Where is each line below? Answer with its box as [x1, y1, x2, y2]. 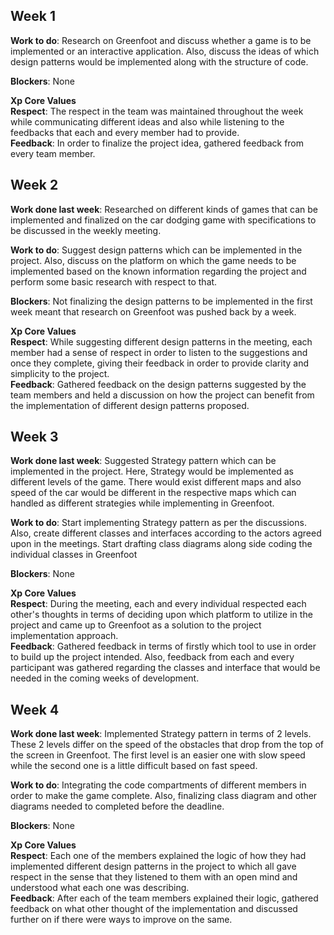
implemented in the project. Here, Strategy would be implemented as [10, 465, 294, 478]
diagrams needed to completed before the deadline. [10, 800, 225, 813]
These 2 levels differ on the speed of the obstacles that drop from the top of [10, 739, 324, 751]
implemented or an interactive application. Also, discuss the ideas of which [10, 45, 320, 57]
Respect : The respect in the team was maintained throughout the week [10, 105, 304, 117]
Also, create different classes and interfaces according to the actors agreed [10, 527, 322, 539]
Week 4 [10, 701, 60, 718]
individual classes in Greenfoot [10, 549, 138, 561]
